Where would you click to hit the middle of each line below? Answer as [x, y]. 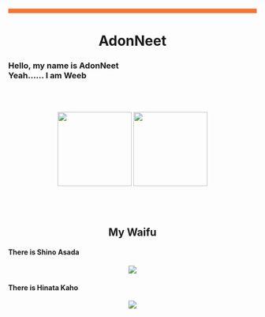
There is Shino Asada [44, 252]
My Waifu [132, 232]
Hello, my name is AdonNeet [64, 66]
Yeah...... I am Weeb [47, 76]
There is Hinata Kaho [43, 287]
